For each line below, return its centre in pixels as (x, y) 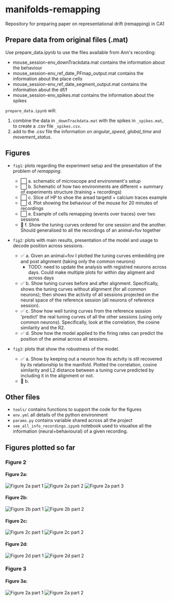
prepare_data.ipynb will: (31, 110)
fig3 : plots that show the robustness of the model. (66, 349)
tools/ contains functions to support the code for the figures (77, 410)
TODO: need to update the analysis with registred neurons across (97, 267)
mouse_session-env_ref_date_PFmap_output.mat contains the (78, 73)
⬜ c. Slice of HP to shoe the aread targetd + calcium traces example (94, 197)
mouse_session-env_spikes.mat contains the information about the (83, 95)
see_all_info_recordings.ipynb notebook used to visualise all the (82, 426)
